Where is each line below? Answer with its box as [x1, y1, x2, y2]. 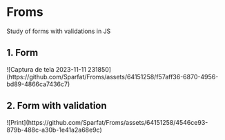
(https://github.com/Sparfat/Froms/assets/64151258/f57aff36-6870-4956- [6, 72, 219, 81]
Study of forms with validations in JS [6, 27, 111, 35]
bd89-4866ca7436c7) [6, 80, 70, 88]
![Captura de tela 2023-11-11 [6, 65, 87, 73]
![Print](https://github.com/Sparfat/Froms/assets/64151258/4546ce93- [6, 118, 208, 126]
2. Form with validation [6, 100, 108, 112]
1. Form [6, 47, 39, 59]
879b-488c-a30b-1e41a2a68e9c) [6, 126, 103, 134]
